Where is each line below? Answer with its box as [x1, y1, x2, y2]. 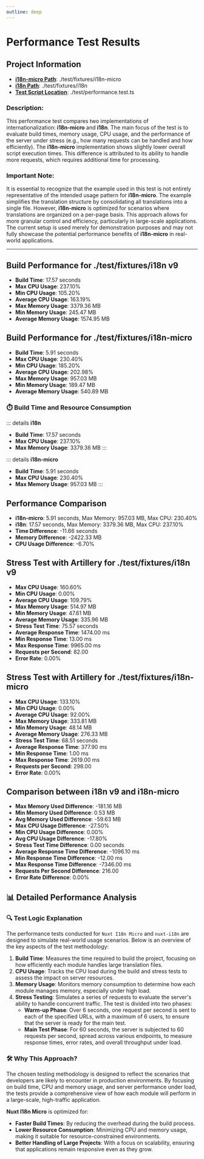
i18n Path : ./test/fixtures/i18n [15, 82, 88, 89]
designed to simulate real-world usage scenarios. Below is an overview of [6, 936, 191, 944]
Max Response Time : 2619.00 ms [15, 756, 100, 764]
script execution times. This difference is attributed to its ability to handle [6, 150, 189, 157]
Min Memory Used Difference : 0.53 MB [15, 809, 115, 816]
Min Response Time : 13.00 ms [15, 635, 92, 642]
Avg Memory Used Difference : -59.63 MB [15, 816, 121, 823]
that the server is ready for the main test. [24, 1020, 126, 1027]
